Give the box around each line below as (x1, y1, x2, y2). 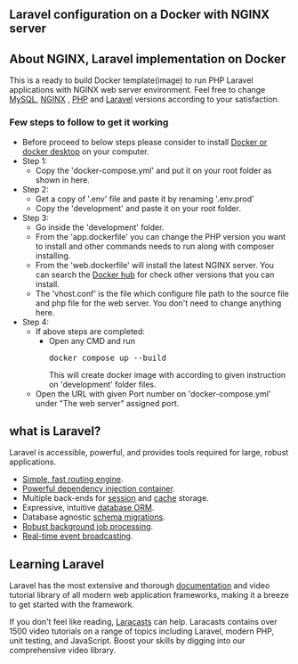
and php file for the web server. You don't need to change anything (35, 298, 282, 308)
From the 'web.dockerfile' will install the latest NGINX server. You (35, 259, 274, 270)
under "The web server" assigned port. (35, 398, 180, 408)
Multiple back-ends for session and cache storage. (21, 493, 209, 504)
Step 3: (21, 212, 49, 223)
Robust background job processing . (21, 521, 154, 532)
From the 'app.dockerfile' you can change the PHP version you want (35, 231, 286, 242)
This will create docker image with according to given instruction (48, 369, 286, 380)
